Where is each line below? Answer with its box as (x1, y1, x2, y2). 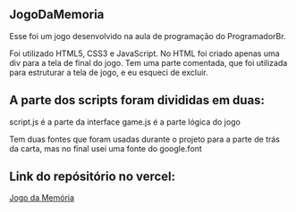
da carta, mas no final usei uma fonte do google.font (9, 143, 203, 154)
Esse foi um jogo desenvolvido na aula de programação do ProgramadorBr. (9, 30, 286, 41)
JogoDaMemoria (9, 7, 105, 22)
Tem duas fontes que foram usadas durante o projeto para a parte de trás (9, 134, 280, 144)
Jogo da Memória (9, 192, 74, 203)
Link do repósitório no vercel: (9, 169, 176, 184)
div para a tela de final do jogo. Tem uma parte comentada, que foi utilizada (9, 57, 288, 68)
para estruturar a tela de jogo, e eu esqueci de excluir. (9, 67, 208, 77)
